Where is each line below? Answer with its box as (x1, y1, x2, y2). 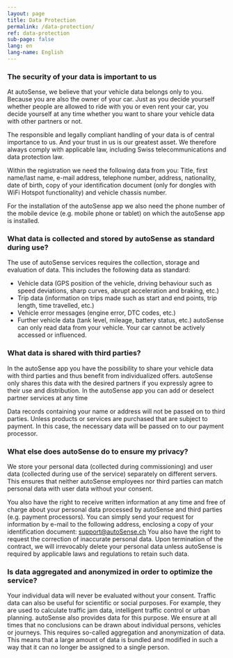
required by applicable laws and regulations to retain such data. (7, 550, 190, 558)
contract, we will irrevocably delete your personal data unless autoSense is (7, 543, 223, 551)
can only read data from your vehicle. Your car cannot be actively (17, 324, 205, 332)
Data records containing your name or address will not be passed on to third (7, 407, 226, 416)
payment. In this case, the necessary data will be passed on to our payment (7, 422, 224, 430)
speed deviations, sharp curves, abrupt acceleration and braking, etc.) (17, 286, 219, 295)
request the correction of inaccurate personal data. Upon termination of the (7, 535, 224, 543)
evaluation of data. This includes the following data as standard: (7, 265, 191, 274)
